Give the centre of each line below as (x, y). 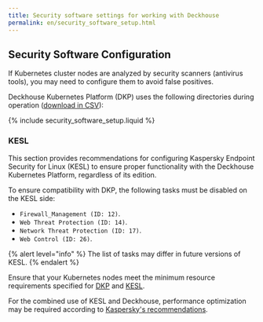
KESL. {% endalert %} (44, 262)
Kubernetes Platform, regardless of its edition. (82, 174)
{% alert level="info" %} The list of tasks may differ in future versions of (124, 254)
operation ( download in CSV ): (56, 105)
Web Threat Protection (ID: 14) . (73, 221)
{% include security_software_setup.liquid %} (82, 121)
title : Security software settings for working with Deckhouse (114, 15)
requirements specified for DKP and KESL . (77, 285)
